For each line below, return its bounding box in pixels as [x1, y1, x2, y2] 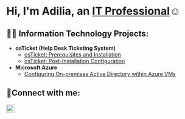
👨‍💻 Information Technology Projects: [6, 29, 149, 39]
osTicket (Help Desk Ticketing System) [15, 44, 116, 52]
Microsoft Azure [15, 64, 58, 71]
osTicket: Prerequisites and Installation [24, 51, 122, 58]
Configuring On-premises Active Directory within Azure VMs [24, 70, 176, 77]
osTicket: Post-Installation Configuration [24, 58, 125, 64]
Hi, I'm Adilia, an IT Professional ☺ [6, 4, 181, 18]
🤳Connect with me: [6, 88, 80, 98]
